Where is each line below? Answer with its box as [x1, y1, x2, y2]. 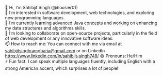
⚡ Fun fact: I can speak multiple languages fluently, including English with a [5, 59, 155, 64]
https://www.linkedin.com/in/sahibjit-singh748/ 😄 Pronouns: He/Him [5, 53, 143, 59]
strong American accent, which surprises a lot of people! [5, 65, 119, 71]
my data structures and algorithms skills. [5, 25, 86, 31]
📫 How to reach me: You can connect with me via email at [5, 41, 122, 46]
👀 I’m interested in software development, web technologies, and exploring [5, 10, 155, 15]
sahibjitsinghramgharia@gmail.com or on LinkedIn [5, 48, 105, 53]
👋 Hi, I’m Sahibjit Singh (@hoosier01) [5, 5, 78, 10]
